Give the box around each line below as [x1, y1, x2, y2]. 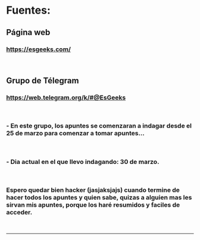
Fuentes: [6, 4, 51, 17]
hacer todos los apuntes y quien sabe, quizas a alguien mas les [6, 194, 192, 202]
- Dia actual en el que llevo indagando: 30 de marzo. [6, 157, 160, 166]
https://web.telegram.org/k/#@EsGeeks [6, 93, 126, 102]
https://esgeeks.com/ [6, 45, 71, 53]
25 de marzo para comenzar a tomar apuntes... [6, 129, 145, 137]
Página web [6, 27, 51, 37]
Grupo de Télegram [6, 75, 79, 86]
